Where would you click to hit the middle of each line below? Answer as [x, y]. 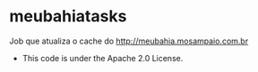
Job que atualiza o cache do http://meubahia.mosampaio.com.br [129, 41]
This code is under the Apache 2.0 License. [103, 58]
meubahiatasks [68, 16]
